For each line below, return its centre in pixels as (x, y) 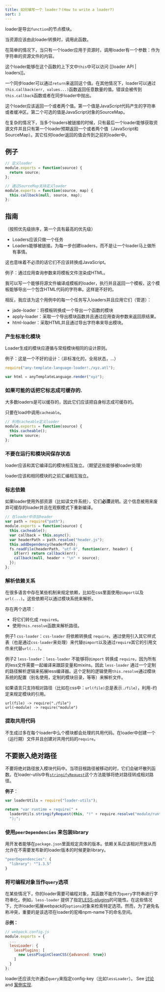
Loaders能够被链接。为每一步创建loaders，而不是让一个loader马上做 (82, 246)
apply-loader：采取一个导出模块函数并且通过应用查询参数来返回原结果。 (85, 317)
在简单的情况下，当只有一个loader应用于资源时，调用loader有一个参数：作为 (82, 50)
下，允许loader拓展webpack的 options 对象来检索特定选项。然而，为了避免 (80, 906)
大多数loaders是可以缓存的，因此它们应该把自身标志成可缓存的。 (71, 402)
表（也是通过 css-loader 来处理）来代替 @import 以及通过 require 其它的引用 (79, 642)
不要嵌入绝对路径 (31, 755)
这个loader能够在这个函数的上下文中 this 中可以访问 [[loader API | (71, 66)
